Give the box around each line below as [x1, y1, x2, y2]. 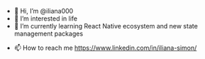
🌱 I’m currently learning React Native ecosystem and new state [13, 22, 199, 30]
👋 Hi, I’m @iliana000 [13, 7, 74, 15]
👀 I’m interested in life [13, 14, 78, 23]
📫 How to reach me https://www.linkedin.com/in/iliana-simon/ [13, 43, 197, 52]
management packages [13, 29, 84, 38]
